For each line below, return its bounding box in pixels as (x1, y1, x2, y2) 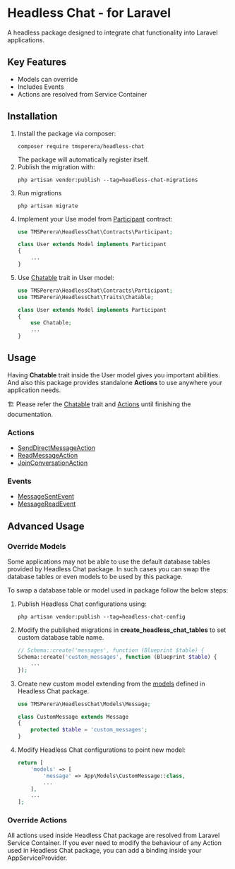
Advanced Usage (7, 520, 85, 532)
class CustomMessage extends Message (17, 713, 129, 720)
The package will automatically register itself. (17, 155, 150, 164)
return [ (17, 760, 44, 767)
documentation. (7, 410, 54, 418)
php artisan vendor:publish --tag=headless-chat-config (17, 614, 186, 621)
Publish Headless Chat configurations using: (17, 600, 147, 608)
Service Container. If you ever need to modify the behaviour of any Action (7, 839, 222, 847)
